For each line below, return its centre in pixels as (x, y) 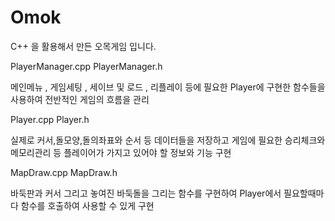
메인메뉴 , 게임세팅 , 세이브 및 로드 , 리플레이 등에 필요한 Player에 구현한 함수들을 (168, 87)
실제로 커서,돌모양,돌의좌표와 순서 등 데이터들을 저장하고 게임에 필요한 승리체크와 (168, 140)
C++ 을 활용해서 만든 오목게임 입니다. (83, 46)
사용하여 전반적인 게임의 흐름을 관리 (80, 99)
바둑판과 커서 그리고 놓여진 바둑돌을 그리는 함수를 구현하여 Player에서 (146, 193)
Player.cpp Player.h (50, 119)
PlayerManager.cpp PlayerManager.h (86, 66)
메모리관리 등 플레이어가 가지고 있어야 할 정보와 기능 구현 (121, 152)
